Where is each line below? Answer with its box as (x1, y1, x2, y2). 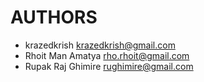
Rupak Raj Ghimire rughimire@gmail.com (24, 60, 194, 72)
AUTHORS (10, 6, 98, 29)
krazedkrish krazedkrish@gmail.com (24, 39, 176, 51)
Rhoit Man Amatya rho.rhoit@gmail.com (24, 49, 190, 61)
